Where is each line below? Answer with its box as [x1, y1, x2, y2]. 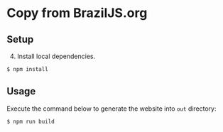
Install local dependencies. [16, 52, 96, 60]
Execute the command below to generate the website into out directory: [6, 104, 217, 113]
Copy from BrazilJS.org [6, 5, 148, 21]
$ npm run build [6, 118, 55, 125]
